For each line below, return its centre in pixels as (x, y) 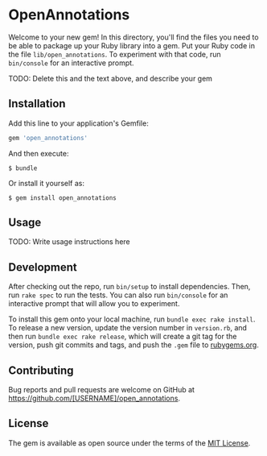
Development (43, 267)
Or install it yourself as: (46, 183)
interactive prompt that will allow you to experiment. (94, 304)
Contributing (41, 370)
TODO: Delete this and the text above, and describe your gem (111, 78)
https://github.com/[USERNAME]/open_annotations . (94, 398)
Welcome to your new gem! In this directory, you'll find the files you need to (133, 37)
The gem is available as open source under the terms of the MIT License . (129, 443)
